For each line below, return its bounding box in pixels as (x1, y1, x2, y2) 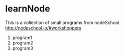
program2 (12, 39, 34, 45)
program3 (12, 45, 34, 51)
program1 (12, 34, 32, 40)
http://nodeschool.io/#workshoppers (5, 24, 81, 30)
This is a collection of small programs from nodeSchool (5, 19, 119, 25)
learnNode (5, 3, 50, 14)
